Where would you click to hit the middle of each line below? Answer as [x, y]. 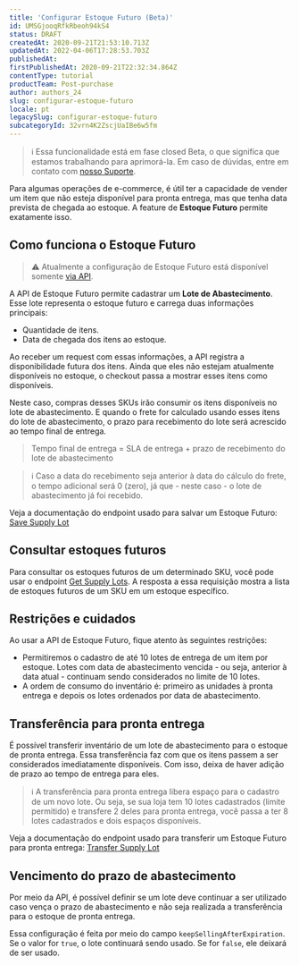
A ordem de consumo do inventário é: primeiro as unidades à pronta [148, 686]
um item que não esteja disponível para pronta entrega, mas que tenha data [148, 198]
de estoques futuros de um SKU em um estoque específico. [119, 590]
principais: [29, 312]
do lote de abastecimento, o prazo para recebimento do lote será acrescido [148, 421]
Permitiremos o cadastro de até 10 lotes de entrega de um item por [145, 657]
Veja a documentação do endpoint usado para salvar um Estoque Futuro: [144, 512]
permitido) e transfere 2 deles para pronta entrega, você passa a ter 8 [159, 811]
